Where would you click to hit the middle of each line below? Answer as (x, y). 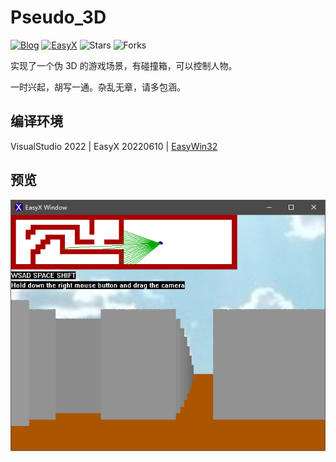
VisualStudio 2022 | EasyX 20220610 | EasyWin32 (114, 146)
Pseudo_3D (58, 17)
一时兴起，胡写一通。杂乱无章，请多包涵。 (98, 87)
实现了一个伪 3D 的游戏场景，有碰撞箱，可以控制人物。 (124, 65)
